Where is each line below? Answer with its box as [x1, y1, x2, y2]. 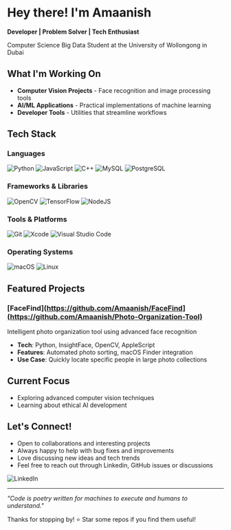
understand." [7, 501, 45, 509]
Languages [7, 149, 46, 159]
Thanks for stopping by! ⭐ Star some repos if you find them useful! [7, 515, 196, 523]
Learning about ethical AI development [16, 401, 127, 409]
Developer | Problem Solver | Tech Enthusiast [7, 27, 140, 36]
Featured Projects [7, 283, 85, 294]
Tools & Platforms [7, 214, 67, 224]
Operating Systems [7, 247, 74, 256]
